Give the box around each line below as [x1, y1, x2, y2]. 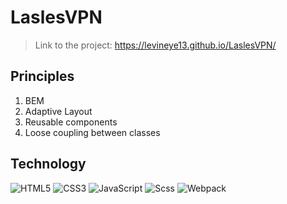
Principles [10, 68, 75, 85]
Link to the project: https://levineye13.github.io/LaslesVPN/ [34, 39, 277, 51]
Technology [10, 156, 87, 173]
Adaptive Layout [24, 105, 93, 117]
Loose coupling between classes [24, 126, 161, 138]
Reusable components [24, 116, 118, 128]
